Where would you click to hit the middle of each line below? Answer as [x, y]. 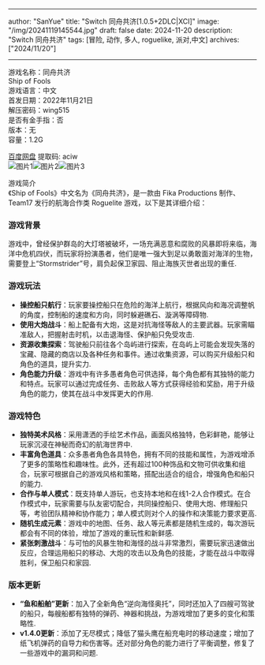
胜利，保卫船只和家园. [55, 562]
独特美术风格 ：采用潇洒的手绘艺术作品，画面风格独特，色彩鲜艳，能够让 [137, 434]
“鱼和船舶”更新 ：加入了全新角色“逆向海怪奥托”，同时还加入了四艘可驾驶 [137, 603]
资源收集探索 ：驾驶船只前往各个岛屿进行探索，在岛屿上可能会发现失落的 [137, 344]
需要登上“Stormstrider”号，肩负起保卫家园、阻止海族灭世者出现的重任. [122, 263]
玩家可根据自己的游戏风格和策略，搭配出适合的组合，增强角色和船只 [144, 473]
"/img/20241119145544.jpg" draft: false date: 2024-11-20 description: [120, 30]
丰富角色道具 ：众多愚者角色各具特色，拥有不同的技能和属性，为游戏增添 [137, 454]
